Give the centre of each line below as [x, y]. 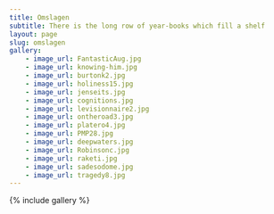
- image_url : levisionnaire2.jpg [87, 109]
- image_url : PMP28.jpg [70, 134]
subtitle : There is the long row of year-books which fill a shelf [137, 26]
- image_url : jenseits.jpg [75, 92]
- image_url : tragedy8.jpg [75, 175]
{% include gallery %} [50, 201]
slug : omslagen [37, 42]
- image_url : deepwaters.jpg [79, 142]
